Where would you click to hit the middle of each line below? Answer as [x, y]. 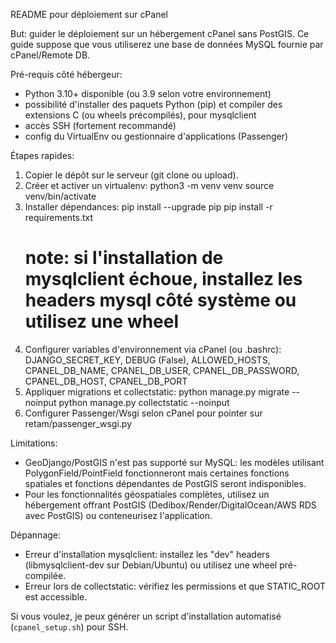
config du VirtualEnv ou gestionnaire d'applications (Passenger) [156, 136]
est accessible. [56, 596]
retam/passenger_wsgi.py [78, 423]
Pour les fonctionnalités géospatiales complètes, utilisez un [147, 494]
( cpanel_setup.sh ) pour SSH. [69, 626]
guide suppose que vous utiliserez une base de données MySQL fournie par [167, 44]
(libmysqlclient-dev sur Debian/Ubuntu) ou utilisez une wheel [151, 565]
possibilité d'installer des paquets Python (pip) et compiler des [153, 104]
